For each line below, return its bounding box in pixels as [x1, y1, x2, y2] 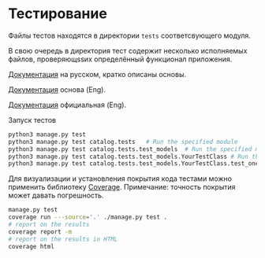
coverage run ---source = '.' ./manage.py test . [8, 213, 168, 221]
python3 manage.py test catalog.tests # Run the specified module [8, 138, 238, 146]
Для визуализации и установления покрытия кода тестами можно [8, 174, 233, 183]
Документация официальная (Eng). [8, 100, 127, 109]
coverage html [8, 242, 55, 250]
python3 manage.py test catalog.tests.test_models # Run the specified [8, 145, 252, 153]
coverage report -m [8, 227, 73, 236]
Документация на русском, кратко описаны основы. [8, 69, 187, 79]
